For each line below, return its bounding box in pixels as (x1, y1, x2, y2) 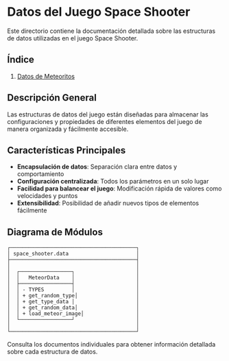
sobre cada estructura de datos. (7, 347, 98, 356)
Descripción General (7, 92, 97, 103)
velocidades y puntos (16, 192, 78, 200)
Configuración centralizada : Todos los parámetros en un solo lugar (16, 177, 209, 186)
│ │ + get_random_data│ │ (7, 304, 139, 312)
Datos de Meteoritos (16, 72, 75, 80)
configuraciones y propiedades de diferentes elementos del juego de (7, 117, 202, 125)
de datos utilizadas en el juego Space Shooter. (7, 34, 138, 42)
